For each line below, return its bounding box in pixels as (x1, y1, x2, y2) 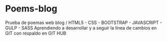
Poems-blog (5, 3, 57, 14)
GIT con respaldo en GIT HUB (5, 30, 66, 36)
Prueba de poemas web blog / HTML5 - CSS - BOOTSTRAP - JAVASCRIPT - (5, 19, 162, 25)
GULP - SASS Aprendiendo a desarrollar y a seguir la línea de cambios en (5, 24, 157, 30)
